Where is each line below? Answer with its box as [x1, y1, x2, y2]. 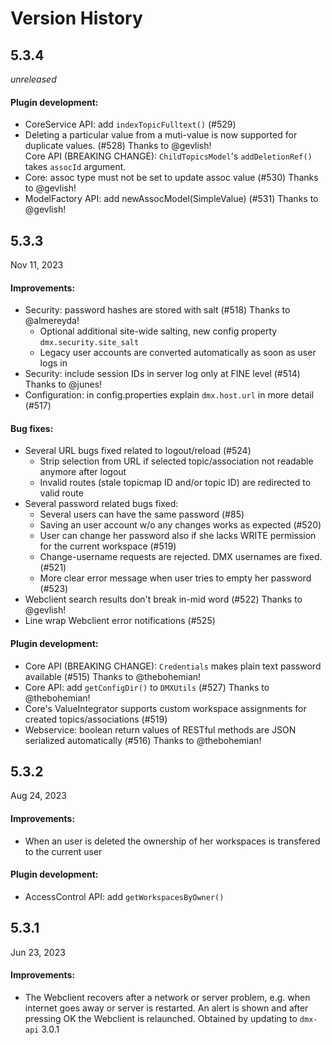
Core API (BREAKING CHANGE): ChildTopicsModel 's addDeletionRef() [24, 150, 313, 162]
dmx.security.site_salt [39, 338, 140, 348]
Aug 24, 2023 [10, 790, 67, 802]
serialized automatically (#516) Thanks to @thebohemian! [24, 734, 262, 746]
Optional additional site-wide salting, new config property [39, 325, 278, 337]
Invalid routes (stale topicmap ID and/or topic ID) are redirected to [39, 477, 312, 489]
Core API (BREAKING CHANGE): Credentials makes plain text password [24, 660, 322, 672]
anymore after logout [39, 466, 127, 478]
